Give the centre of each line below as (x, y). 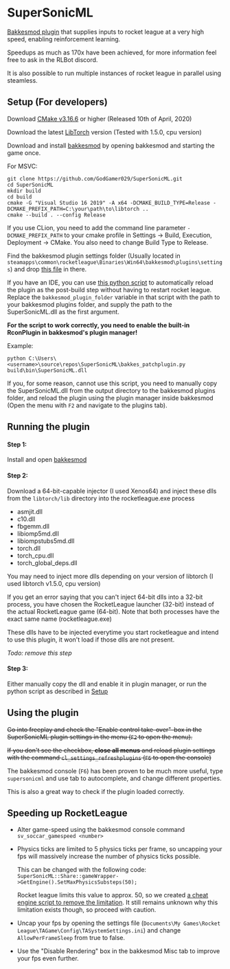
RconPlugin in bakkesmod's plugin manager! (72, 332)
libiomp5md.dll (38, 533)
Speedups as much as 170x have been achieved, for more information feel (112, 52)
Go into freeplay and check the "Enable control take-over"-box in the (105, 729)
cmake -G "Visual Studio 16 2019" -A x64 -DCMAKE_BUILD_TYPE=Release (109, 203)
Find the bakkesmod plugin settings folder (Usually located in (94, 256)
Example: (20, 345)
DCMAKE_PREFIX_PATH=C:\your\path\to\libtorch (73, 209)
